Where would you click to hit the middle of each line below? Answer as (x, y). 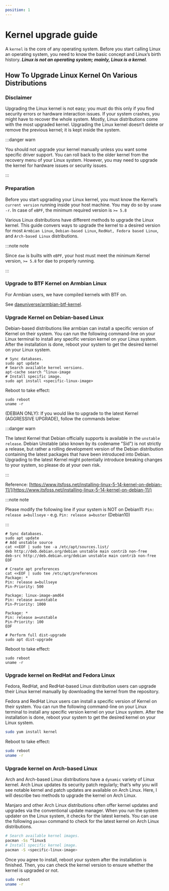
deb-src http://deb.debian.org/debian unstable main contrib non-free (81, 556)
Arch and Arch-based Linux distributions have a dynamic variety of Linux (80, 780)
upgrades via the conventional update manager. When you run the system (82, 811)
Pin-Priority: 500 (24, 587)
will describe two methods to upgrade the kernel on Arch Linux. (71, 795)
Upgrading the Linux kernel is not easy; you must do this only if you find (80, 108)
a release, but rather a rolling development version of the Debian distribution (84, 449)
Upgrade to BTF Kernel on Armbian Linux (56, 284)
